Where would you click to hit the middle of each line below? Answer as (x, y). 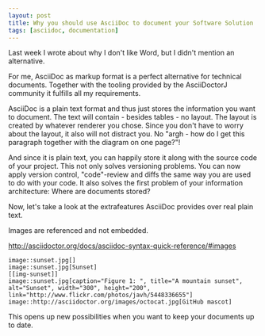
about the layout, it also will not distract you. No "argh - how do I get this (127, 134)
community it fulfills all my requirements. (75, 94)
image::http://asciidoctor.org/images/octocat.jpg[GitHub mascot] (120, 302)
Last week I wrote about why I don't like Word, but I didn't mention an (121, 53)
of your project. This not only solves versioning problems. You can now (125, 166)
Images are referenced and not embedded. (79, 231)
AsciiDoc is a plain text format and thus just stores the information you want (132, 109)
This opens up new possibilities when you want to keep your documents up (131, 317)
